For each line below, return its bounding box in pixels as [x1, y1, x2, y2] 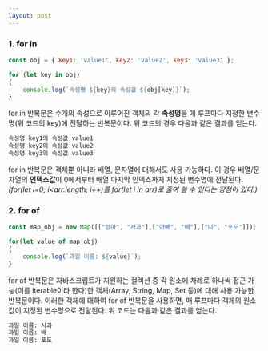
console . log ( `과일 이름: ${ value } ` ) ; [22, 253, 142, 261]
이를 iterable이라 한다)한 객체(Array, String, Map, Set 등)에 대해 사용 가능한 [17, 285, 254, 295]
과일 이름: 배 [8, 329, 47, 337]
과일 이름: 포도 [8, 337, 53, 345]
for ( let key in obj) [8, 70, 81, 78]
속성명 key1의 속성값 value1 [8, 134, 94, 142]
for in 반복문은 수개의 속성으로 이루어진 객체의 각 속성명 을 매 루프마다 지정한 [8, 109, 246, 118]
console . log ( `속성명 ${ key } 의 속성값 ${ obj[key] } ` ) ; [22, 86, 190, 94]
